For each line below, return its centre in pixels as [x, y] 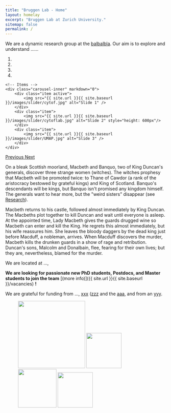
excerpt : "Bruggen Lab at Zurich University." [56, 19]
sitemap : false [21, 24]
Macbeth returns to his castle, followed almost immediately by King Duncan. [85, 210]
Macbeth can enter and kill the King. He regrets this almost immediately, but [85, 226]
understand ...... [22, 49]
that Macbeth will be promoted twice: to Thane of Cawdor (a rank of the [81, 178]
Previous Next [20, 157]
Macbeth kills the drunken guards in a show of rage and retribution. [76, 242]
